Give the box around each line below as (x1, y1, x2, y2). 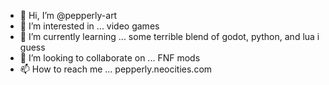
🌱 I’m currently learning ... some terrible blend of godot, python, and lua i (19, 31, 320, 42)
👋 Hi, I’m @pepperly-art (19, 10, 118, 21)
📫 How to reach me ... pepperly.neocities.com (19, 63, 213, 75)
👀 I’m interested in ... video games (19, 20, 160, 32)
